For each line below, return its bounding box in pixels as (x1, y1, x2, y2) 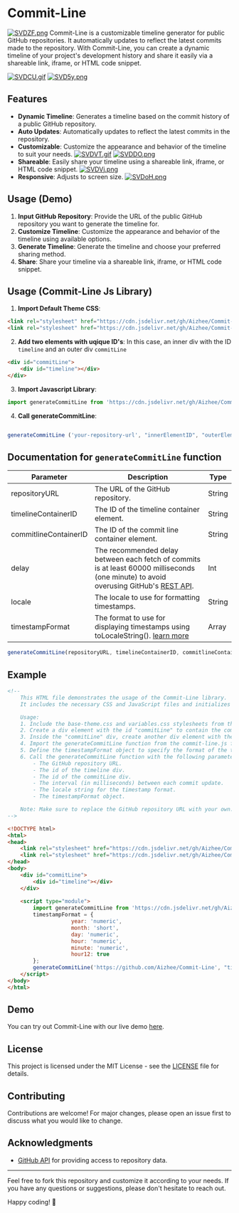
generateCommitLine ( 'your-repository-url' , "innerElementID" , (7, 432, 199, 439)
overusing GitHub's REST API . (95, 581, 194, 591)
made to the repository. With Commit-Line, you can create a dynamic (7, 43, 210, 52)
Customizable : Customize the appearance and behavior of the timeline (17, 142, 226, 151)
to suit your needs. (17, 149, 73, 158)
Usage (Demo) (7, 193, 73, 205)
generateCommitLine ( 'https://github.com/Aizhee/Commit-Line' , (33, 964, 221, 971)
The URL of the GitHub (95, 484, 171, 494)
